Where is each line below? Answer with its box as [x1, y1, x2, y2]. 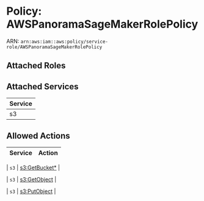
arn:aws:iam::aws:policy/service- [20, 38, 109, 45]
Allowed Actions [6, 130, 70, 141]
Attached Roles [6, 60, 66, 71]
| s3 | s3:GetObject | [6, 175, 57, 183]
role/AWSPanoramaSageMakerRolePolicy [6, 44, 103, 50]
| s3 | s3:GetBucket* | [6, 164, 60, 171]
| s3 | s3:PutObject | [6, 188, 56, 195]
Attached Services [6, 81, 79, 92]
